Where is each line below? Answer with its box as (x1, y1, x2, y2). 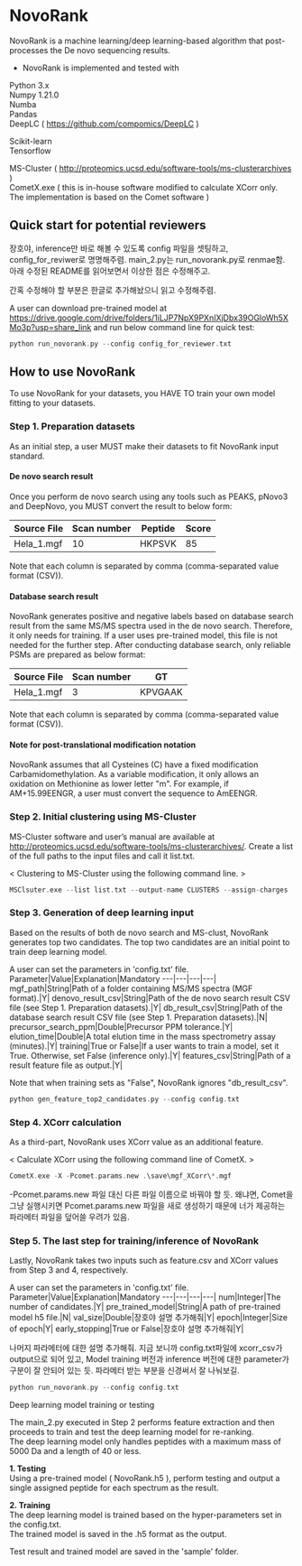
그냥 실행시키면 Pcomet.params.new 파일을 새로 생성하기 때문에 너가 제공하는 (9, 1200, 286, 1210)
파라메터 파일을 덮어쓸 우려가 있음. (9, 1211, 130, 1222)
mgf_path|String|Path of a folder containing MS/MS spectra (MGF (9, 983, 253, 994)
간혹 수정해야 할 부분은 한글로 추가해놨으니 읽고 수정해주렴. (9, 284, 216, 295)
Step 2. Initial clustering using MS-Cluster (9, 811, 197, 823)
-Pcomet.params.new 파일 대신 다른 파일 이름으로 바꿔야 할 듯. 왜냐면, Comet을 (9, 1189, 294, 1200)
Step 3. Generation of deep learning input (9, 906, 195, 919)
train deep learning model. (9, 946, 108, 957)
